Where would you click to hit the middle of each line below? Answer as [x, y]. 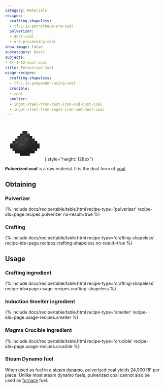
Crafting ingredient [28, 272]
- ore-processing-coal [33, 42]
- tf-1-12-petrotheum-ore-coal [42, 26]
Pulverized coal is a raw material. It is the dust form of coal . [66, 169]
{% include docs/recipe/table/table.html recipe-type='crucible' [69, 341]
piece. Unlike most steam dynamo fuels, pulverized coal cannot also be [78, 375]
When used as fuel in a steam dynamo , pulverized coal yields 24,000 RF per [82, 370]
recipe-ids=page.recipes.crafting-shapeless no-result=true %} [69, 243]
